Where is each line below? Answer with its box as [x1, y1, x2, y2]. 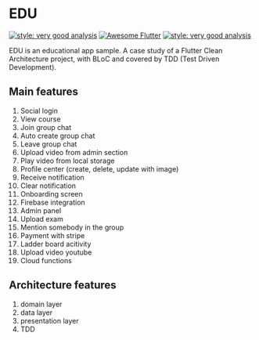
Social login [20, 106, 58, 115]
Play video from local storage [20, 156, 115, 165]
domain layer [20, 299, 63, 309]
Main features [9, 85, 79, 99]
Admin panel [20, 205, 62, 215]
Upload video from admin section [20, 147, 128, 157]
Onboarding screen [20, 189, 83, 198]
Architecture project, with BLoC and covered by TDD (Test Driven [9, 54, 220, 63]
